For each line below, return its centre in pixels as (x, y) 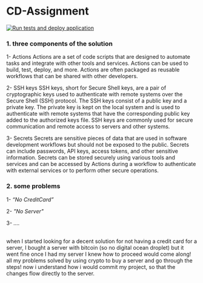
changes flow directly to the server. (51, 273)
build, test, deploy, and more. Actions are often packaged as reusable (93, 70)
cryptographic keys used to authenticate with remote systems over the (95, 95)
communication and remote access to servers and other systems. (88, 127)
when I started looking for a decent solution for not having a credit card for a (102, 241)
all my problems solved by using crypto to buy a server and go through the (99, 260)
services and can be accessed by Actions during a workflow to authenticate (101, 164)
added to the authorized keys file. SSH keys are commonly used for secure (100, 120)
